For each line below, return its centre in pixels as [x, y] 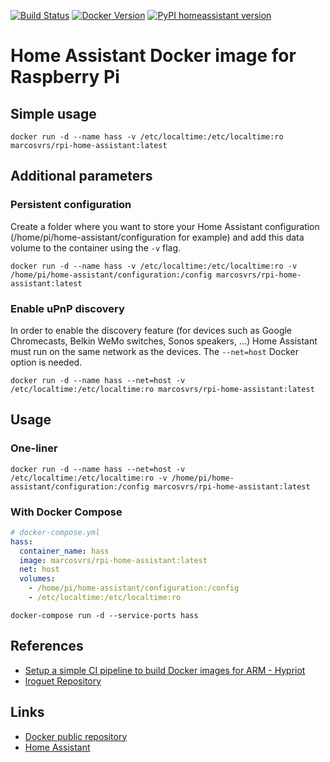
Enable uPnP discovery [67, 308]
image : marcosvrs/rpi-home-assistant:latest [113, 560]
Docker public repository [76, 736]
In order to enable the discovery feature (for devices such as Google [151, 330]
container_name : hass [64, 551]
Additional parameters [81, 176]
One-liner [34, 448]
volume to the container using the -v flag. [96, 247]
